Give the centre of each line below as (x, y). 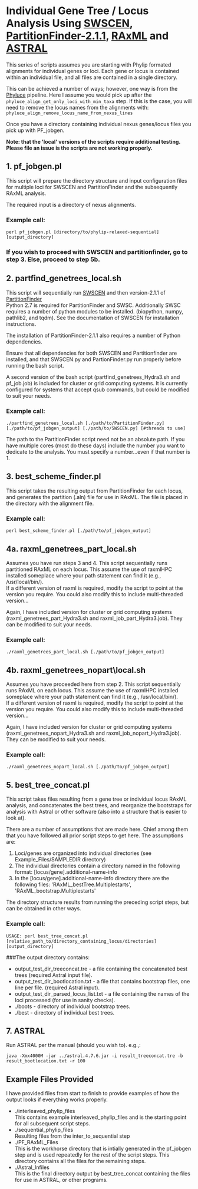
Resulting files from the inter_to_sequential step (72, 1136)
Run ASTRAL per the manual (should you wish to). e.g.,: (74, 1045)
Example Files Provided (50, 1079)
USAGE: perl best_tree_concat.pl (47, 936)
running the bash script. (35, 365)
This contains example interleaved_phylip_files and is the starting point (100, 1117)
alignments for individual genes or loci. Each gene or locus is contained (93, 71)
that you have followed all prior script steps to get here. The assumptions (95, 835)
